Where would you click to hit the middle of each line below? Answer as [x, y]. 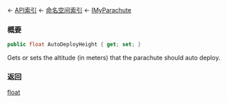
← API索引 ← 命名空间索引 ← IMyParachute [69, 10]
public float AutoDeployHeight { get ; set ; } [74, 45]
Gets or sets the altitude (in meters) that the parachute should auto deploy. [114, 58]
